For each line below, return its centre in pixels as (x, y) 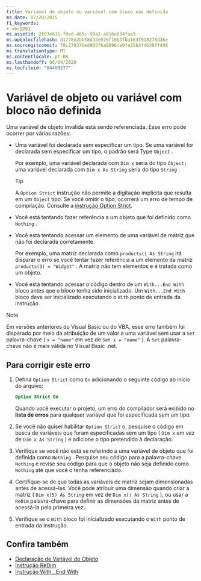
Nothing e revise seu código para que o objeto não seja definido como (102, 464)
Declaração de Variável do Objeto (57, 559)
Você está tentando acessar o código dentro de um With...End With (100, 284)
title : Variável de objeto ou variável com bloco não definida (87, 12)
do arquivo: (29, 386)
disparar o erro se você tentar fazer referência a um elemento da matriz (104, 260)
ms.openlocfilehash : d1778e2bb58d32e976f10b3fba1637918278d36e (87, 40)
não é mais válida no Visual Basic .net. (70, 346)
